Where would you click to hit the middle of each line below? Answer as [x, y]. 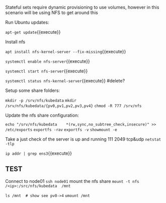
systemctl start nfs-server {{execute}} [47, 71]
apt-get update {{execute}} [33, 32]
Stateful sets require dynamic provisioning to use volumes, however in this [82, 7]
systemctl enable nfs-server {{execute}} [48, 61]
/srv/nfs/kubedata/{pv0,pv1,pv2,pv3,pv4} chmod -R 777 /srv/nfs [73, 106]
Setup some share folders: [33, 90]
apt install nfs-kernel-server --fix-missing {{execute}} [66, 52]
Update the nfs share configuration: [42, 115]
